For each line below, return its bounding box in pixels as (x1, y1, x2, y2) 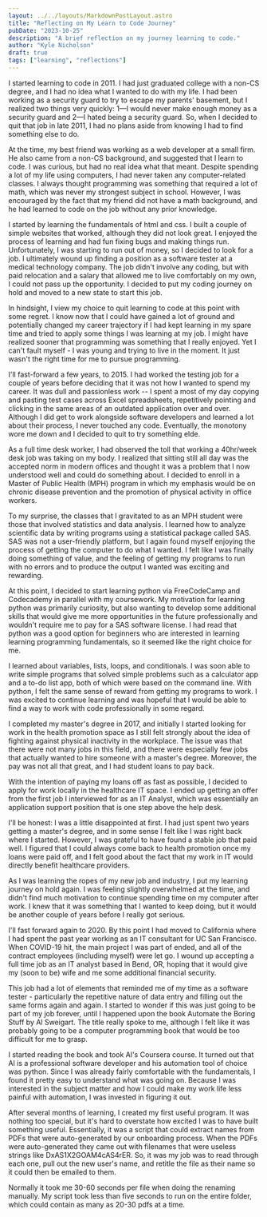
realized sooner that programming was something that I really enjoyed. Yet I (8, 337, 257, 346)
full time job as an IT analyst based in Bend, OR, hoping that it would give (8, 959, 249, 968)
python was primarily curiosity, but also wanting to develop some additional (8, 603, 257, 612)
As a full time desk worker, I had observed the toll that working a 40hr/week (8, 445, 257, 454)
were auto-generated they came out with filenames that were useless (8, 1141, 237, 1151)
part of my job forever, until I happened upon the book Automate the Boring (8, 1008, 256, 1018)
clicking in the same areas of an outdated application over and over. (8, 403, 231, 413)
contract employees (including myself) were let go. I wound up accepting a (8, 951, 254, 960)
